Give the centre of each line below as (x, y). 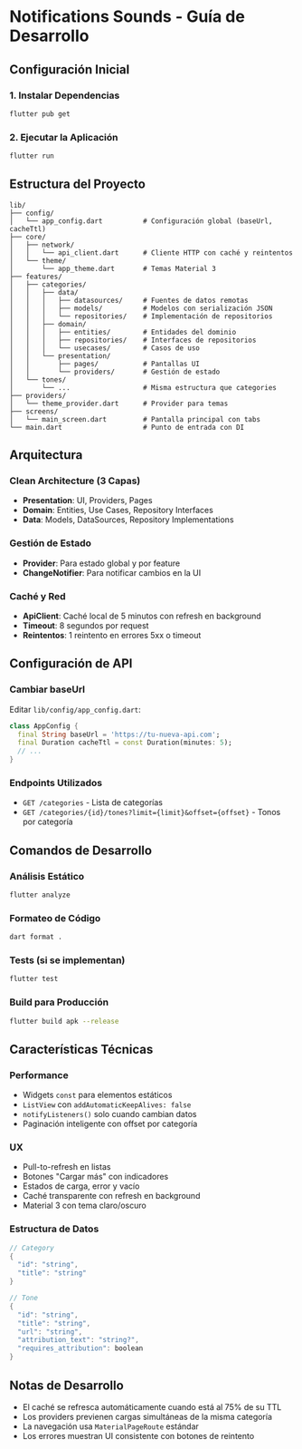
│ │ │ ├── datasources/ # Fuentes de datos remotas (129, 300)
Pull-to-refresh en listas (66, 1167)
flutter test (34, 979)
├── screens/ (34, 411)
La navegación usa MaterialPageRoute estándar (110, 1426)
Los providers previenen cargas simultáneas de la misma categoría (147, 1416)
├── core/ (28, 237)
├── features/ (36, 277)
